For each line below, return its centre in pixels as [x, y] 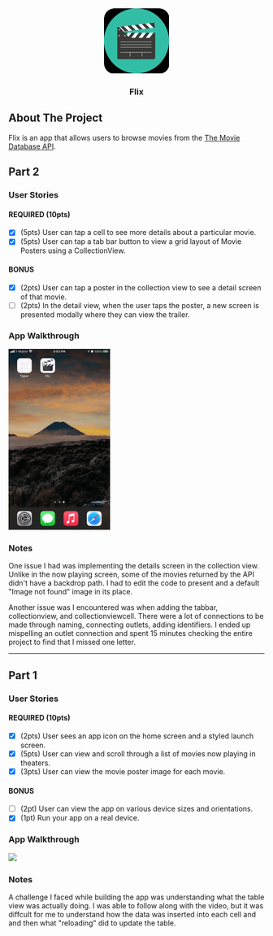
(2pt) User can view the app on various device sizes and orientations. [136, 809]
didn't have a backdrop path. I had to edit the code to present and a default [134, 583]
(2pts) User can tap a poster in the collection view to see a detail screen [141, 287]
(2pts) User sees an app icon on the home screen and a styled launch [137, 736]
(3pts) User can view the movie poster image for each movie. [123, 771]
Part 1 [23, 675]
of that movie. [43, 297]
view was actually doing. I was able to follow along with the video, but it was [136, 905]
